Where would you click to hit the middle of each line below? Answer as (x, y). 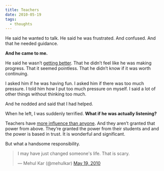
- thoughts (21, 24)
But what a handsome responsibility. (43, 144)
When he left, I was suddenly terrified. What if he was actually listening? (81, 114)
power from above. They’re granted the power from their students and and (82, 129)
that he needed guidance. (32, 44)
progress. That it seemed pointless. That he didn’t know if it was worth (78, 68)
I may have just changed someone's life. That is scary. (73, 153)
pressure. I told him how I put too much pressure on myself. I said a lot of (80, 89)
